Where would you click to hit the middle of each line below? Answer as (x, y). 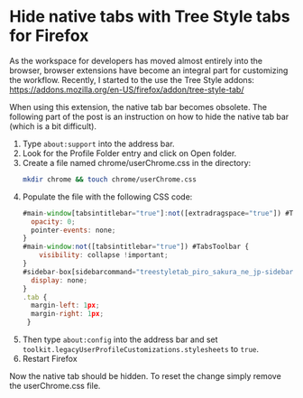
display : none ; (60, 280)
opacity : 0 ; (53, 222)
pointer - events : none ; (73, 230)
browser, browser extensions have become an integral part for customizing (149, 70)
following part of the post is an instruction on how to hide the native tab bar (149, 116)
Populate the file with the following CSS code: (107, 197)
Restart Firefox (50, 359)
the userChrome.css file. (55, 386)
